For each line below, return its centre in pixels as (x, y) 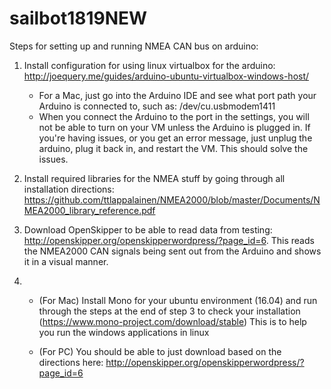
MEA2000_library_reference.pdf (89, 210)
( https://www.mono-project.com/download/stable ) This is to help (172, 321)
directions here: (71, 362)
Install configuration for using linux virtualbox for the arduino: (149, 65)
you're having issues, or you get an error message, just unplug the (175, 138)
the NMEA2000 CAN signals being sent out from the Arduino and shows (172, 251)
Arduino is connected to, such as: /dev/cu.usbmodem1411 (157, 106)
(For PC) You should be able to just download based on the (160, 351)
